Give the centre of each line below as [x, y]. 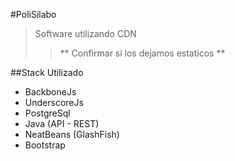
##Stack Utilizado [47, 72]
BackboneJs [50, 92]
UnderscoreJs [54, 102]
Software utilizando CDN [85, 33]
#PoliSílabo [33, 14]
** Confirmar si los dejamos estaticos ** [142, 53]
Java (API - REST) [62, 123]
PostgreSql [47, 113]
